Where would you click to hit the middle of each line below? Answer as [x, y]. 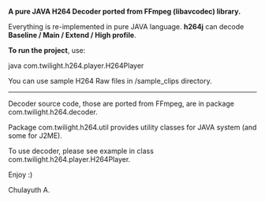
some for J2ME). [35, 136]
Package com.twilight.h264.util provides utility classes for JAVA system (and [132, 127]
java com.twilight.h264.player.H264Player [76, 65]
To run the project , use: [47, 50]
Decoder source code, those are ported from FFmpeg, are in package [121, 103]
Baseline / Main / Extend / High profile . [72, 35]
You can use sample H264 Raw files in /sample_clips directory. [110, 81]
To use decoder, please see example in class [81, 151]
